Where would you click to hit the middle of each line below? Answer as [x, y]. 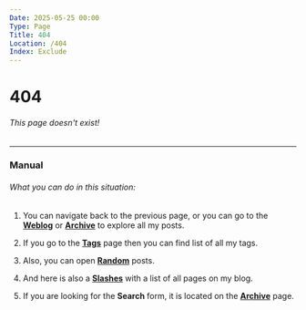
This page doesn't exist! [55, 122]
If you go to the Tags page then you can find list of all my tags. [140, 243]
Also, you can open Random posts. [88, 260]
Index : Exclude [38, 52]
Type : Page [30, 26]
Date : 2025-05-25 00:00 [55, 18]
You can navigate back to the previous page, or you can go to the [145, 215]
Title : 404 [30, 35]
